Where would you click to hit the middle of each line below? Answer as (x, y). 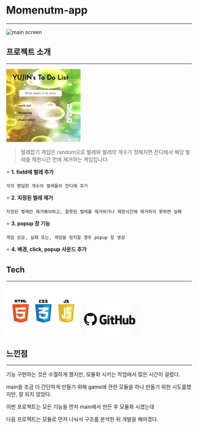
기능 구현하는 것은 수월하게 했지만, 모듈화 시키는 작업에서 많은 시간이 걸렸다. (93, 374)
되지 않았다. (38, 394)
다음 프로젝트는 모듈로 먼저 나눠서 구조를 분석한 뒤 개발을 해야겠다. (82, 419)
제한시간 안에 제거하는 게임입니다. (70, 159)
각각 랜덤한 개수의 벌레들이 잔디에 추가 (47, 186)
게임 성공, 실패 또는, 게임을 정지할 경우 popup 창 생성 (66, 237)
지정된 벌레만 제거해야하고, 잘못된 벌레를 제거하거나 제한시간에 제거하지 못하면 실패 (94, 212)
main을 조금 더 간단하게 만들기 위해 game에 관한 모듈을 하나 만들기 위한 (88, 387)
